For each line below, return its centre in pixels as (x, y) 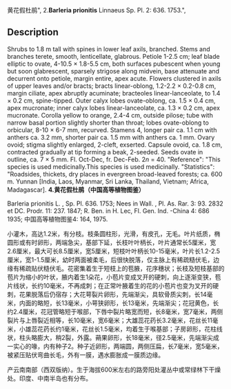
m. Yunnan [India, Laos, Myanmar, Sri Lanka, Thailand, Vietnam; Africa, (108, 181)
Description (33, 32)
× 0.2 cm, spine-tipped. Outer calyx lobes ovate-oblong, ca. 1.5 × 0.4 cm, (111, 100)
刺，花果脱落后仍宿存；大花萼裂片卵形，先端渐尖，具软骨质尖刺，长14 (107, 294)
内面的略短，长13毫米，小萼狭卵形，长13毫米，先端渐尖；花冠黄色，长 (119, 302)
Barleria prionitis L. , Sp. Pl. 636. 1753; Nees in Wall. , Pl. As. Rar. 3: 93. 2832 (115, 203)
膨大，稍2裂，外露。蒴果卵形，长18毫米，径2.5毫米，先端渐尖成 (128, 337)
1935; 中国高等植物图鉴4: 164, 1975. (58, 219)
